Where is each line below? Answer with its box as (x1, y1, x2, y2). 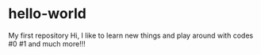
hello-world (8, 5, 87, 23)
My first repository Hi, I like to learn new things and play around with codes (8, 31, 254, 40)
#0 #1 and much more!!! (8, 38, 86, 48)
